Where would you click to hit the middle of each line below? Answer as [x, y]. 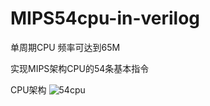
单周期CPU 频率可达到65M [65, 47]
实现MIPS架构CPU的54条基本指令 [80, 68]
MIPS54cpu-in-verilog [105, 18]
